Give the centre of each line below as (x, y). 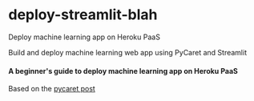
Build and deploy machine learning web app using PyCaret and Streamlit (127, 52)
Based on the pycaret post (52, 89)
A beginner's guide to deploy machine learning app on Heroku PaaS (123, 71)
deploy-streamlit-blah (83, 15)
